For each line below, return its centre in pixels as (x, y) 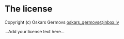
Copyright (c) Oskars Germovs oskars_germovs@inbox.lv (62, 22)
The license (29, 9)
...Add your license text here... (35, 31)
